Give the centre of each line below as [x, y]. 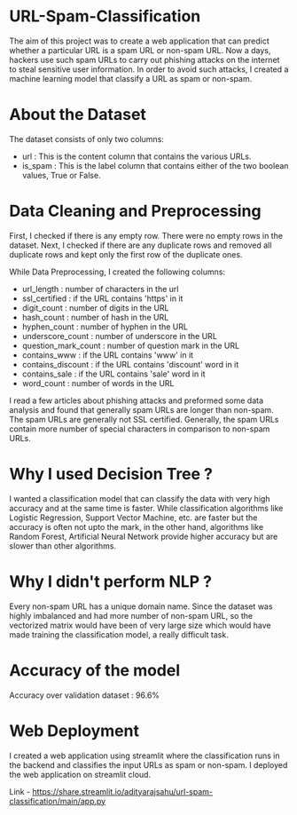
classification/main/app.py [58, 801]
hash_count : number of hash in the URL [95, 317]
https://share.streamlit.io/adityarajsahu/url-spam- [123, 791]
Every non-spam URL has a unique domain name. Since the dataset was [141, 606]
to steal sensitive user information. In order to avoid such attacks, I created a [149, 69]
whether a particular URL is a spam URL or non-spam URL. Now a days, [140, 50]
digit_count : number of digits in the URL [96, 307]
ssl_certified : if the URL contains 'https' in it [102, 298]
